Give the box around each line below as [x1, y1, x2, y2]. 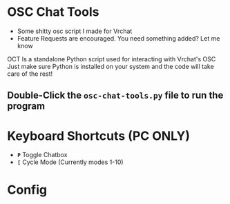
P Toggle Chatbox [17, 151, 68, 159]
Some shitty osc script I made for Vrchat [17, 27, 133, 35]
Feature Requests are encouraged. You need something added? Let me [17, 34, 220, 42]
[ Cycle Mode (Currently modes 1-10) [17, 158, 124, 166]
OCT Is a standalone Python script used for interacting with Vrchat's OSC [7, 54, 216, 63]
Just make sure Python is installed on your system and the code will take [7, 62, 214, 70]
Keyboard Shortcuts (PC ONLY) [7, 128, 190, 143]
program [7, 101, 46, 112]
